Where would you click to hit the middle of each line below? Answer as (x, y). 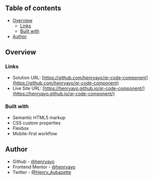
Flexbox (21, 128)
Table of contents (33, 8)
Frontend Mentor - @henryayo (44, 167)
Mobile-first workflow (35, 133)
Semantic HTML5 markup (39, 117)
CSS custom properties (37, 123)
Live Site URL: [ (28, 88)
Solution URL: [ (28, 77)
